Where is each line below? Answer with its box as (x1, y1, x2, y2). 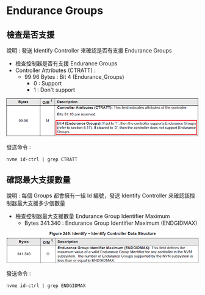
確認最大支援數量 (6, 175, 71, 185)
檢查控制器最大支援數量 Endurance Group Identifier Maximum (15, 213, 170, 220)
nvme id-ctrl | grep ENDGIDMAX (6, 283, 86, 289)
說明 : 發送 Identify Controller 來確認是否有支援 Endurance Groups (6, 47, 172, 54)
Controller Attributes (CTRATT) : (15, 67, 96, 74)
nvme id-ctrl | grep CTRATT (6, 156, 78, 162)
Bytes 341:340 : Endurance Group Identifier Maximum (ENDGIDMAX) (24, 219, 198, 227)
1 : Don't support (33, 86, 75, 93)
